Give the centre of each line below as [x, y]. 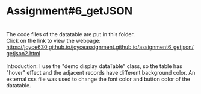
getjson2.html [23, 53]
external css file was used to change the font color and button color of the [98, 79]
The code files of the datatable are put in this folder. [71, 34]
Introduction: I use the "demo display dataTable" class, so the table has [94, 66]
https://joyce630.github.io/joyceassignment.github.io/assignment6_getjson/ [100, 47]
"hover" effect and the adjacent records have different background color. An [101, 72]
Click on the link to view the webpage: [54, 40]
